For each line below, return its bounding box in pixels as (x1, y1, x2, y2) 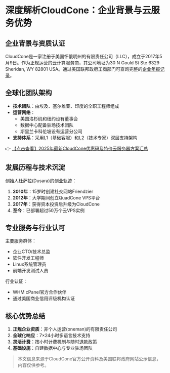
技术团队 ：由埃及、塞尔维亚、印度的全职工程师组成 (12, 103, 119, 109)
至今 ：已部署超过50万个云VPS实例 (12, 207, 85, 213)
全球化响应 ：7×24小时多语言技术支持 (12, 333, 91, 339)
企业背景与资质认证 (5, 39, 65, 48)
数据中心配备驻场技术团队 (20, 122, 74, 128)
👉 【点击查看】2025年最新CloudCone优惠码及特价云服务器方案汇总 (5, 145, 148, 151)
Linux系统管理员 (12, 261, 47, 267)
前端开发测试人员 (12, 268, 49, 274)
